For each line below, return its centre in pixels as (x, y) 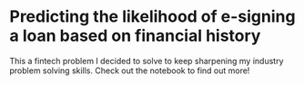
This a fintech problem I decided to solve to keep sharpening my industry (147, 61)
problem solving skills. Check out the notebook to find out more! (130, 71)
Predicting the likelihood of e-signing (152, 17)
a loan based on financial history (135, 36)
